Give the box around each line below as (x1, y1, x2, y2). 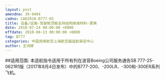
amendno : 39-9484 (5, 12, 41, 17)
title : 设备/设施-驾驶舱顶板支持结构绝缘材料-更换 (5, 20, 97, 26)
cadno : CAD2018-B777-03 (5, 16, 54, 21)
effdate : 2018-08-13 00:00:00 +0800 (5, 30, 80, 35)
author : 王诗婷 (5, 43, 34, 48)
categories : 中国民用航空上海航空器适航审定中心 (5, 39, 95, 44)
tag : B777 (5, 35, 26, 40)
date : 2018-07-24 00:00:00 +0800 (5, 25, 74, 30)
